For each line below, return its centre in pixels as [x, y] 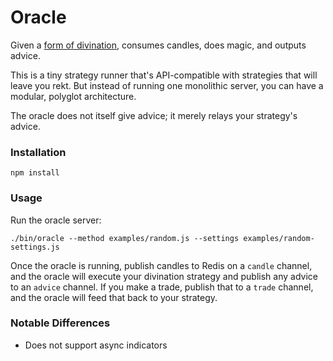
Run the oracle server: [56, 220]
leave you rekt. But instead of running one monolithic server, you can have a [167, 85]
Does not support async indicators [96, 345]
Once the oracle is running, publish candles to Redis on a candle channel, [161, 265]
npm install [35, 173]
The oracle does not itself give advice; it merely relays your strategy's [154, 115]
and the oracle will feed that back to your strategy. [114, 297]
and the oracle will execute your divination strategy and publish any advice [164, 276]
